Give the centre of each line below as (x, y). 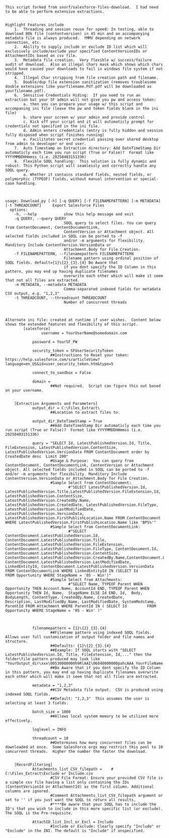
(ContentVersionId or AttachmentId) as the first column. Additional (80, 787)
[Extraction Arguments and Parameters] (56, 404)
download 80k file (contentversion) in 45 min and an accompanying (77, 34)
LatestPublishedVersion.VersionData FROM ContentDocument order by (77, 452)
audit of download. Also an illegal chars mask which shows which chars (84, 64)
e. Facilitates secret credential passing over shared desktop (91, 139)
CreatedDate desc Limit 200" (37, 456)
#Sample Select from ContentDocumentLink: (95, 527)
